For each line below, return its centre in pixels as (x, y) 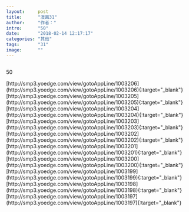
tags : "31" (27, 45)
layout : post (27, 12)
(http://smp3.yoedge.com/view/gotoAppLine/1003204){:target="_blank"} (95, 115)
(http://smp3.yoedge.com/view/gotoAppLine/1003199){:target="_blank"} (94, 177)
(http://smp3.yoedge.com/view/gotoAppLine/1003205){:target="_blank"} (95, 102)
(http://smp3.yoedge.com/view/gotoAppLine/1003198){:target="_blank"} (94, 190)
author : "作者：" (31, 22)
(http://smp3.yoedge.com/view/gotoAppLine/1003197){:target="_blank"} (94, 203)
